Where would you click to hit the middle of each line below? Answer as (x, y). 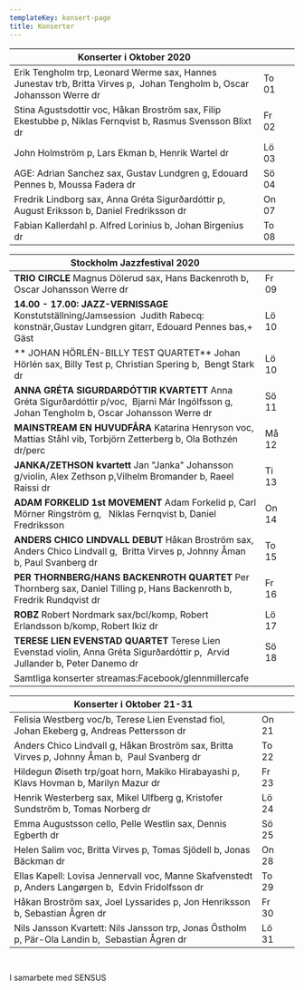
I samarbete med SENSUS (58, 977)
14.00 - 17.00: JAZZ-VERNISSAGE (91, 304)
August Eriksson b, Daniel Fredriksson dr (100, 210)
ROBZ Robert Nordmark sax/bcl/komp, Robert (111, 615)
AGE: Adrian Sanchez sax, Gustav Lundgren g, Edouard (131, 173)
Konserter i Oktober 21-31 (133, 704)
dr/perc (30, 450)
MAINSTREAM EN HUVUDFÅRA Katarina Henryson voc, (134, 427)
